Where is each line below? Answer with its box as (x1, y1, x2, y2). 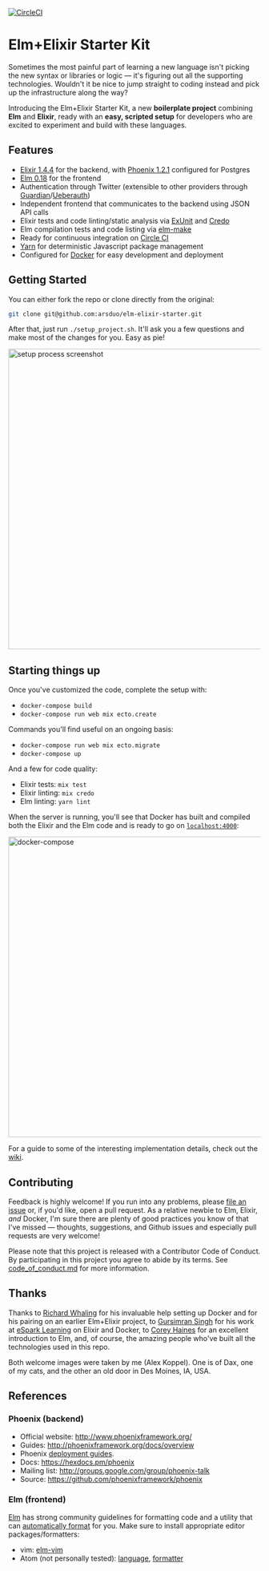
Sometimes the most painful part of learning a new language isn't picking (8, 62, 250, 71)
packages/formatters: (8, 1529, 80, 1539)
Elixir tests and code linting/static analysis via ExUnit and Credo (19, 216, 230, 225)
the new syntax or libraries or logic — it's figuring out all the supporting (8, 71, 243, 80)
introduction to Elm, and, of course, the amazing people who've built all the (8, 1333, 256, 1343)
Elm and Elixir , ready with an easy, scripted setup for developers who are (8, 111, 254, 121)
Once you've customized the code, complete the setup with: (8, 685, 207, 695)
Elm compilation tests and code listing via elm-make (19, 224, 192, 234)
